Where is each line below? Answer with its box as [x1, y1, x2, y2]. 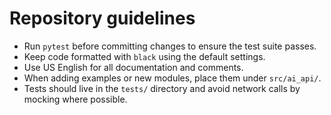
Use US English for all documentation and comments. [23, 61, 244, 73]
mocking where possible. [23, 93, 128, 105]
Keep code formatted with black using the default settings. [23, 50, 266, 62]
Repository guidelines [9, 7, 196, 30]
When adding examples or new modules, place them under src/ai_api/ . [23, 72, 322, 84]
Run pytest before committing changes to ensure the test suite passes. [23, 40, 317, 52]
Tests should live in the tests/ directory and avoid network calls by [23, 82, 301, 94]
